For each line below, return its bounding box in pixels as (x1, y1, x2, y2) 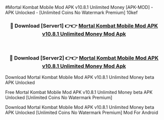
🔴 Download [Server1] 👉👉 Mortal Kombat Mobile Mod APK (9, 22, 158, 29)
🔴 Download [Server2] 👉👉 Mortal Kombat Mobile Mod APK (9, 54, 159, 61)
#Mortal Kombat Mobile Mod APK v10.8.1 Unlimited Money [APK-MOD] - (5, 4, 153, 10)
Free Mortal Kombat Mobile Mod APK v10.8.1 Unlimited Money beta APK (5, 89, 153, 95)
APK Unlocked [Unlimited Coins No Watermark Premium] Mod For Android (5, 109, 158, 115)
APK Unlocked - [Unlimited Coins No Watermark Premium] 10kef (5, 9, 138, 15)
